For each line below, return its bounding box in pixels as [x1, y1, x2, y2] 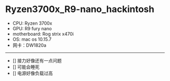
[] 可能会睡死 [12, 64, 39, 70]
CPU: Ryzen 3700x [12, 20, 52, 26]
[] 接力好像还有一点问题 [12, 57, 62, 63]
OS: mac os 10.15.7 [12, 36, 52, 42]
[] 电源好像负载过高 [12, 70, 53, 76]
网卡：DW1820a [12, 42, 47, 48]
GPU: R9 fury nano [12, 25, 52, 31]
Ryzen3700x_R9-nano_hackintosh [5, 4, 154, 15]
